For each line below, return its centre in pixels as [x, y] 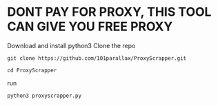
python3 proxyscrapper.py [44, 96]
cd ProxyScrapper [32, 70]
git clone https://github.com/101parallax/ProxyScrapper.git [97, 58]
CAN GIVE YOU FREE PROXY [90, 26]
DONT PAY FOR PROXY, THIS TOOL [109, 12]
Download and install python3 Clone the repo [71, 45]
